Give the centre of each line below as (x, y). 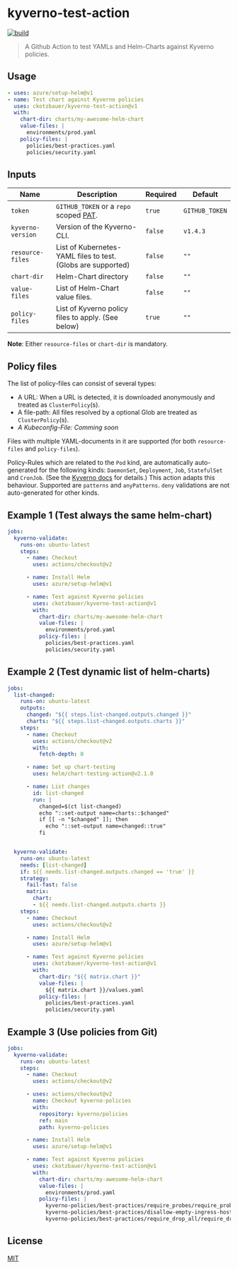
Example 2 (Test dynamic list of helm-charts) (109, 672)
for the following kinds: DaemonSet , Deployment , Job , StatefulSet (131, 470)
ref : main (53, 1120)
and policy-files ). (52, 449)
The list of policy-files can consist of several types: (82, 384)
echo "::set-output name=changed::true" (106, 826)
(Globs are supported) (93, 265)
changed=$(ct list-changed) (80, 806)
